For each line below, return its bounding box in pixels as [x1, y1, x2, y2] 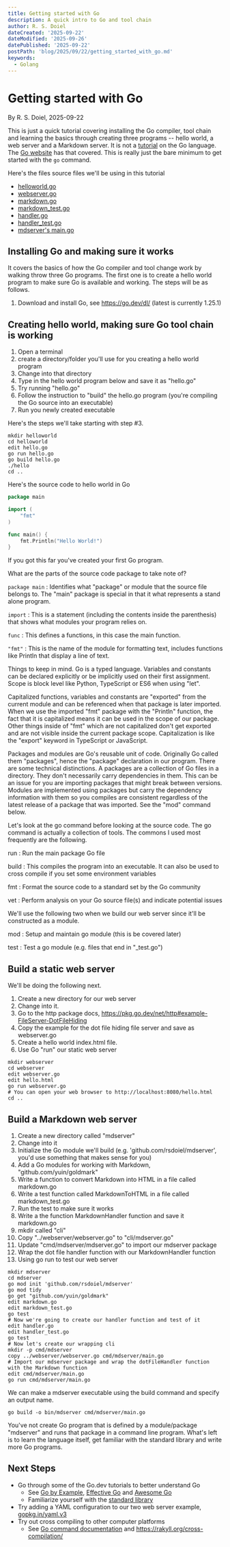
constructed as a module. [8, 917, 80, 925]
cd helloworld [8, 438, 48, 445]
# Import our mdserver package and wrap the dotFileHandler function [8, 1358, 210, 1365]
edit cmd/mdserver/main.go [8, 1370, 85, 1377]
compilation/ [27, 1532, 63, 1540]
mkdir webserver [8, 1059, 54, 1066]
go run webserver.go [8, 1083, 67, 1090]
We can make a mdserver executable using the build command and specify [8, 1388, 220, 1396]
